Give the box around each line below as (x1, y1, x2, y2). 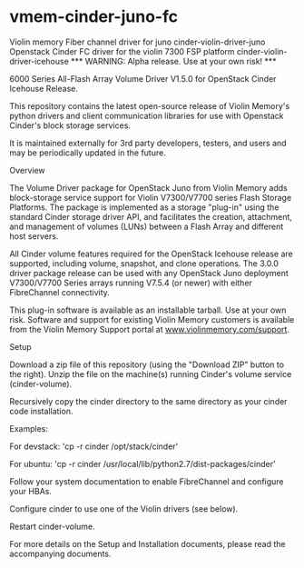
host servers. (9, 230, 59, 242)
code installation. (9, 405, 74, 416)
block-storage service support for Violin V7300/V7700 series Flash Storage (9, 192, 292, 203)
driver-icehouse (9, 55, 70, 66)
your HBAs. (9, 485, 53, 496)
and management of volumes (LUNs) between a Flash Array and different (9, 221, 284, 232)
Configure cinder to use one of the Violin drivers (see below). (9, 503, 239, 514)
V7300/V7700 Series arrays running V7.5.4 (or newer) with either (9, 277, 252, 288)
